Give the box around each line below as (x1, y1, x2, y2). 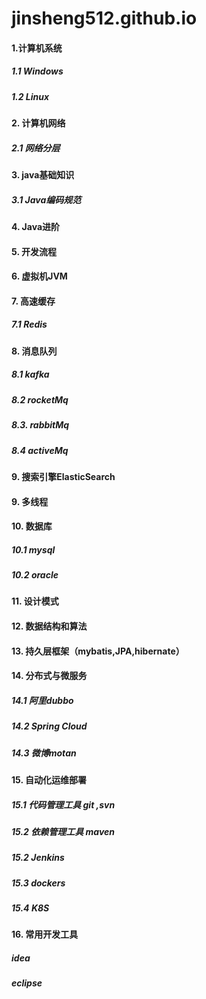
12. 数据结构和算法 (11, 620, 88, 632)
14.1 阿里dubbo (11, 694, 74, 706)
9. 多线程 (11, 495, 49, 507)
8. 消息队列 (11, 345, 58, 357)
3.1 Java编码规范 (11, 193, 82, 206)
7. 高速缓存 (11, 295, 56, 307)
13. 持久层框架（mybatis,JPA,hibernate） (11, 645, 185, 657)
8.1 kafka (11, 368, 50, 381)
